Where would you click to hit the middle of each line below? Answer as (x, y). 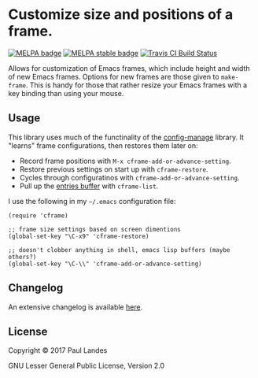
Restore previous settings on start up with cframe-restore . (114, 169)
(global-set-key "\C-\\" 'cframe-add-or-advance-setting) (105, 264)
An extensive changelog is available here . (76, 307)
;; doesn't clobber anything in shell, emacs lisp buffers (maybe (119, 250)
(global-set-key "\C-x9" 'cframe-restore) (79, 236)
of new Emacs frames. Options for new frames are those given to (114, 76)
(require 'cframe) (38, 215)
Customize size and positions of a (121, 15)
